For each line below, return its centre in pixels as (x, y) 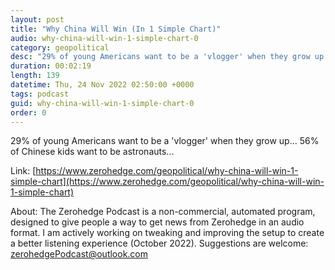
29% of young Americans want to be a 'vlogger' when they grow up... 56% (165, 141)
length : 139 (35, 76)
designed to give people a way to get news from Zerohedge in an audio (157, 222)
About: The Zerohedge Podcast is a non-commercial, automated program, (163, 212)
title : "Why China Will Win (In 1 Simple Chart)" (116, 29)
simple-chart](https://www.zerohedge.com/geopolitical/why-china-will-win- (167, 182)
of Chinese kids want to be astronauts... (92, 152)
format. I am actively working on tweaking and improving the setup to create (167, 233)
